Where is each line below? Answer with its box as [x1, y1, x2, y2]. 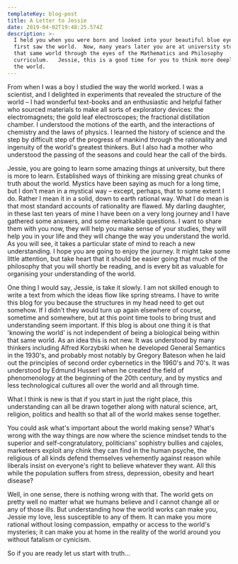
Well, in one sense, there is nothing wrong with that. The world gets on [7, 490, 214, 498]
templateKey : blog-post [7, 10, 78, 18]
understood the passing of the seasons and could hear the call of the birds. [7, 150, 227, 159]
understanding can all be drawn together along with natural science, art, [7, 402, 218, 411]
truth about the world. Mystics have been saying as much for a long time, [7, 179, 221, 188]
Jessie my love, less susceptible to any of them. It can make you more [7, 512, 212, 521]
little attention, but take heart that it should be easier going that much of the [7, 254, 228, 263]
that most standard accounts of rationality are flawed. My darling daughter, [7, 201, 227, 210]
